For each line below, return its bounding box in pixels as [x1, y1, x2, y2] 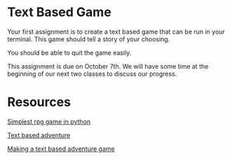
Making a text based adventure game [7, 145, 115, 153]
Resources [7, 94, 71, 110]
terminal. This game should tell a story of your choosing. [7, 34, 170, 43]
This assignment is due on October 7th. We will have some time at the [7, 62, 209, 70]
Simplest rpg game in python [7, 117, 91, 126]
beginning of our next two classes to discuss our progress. [7, 69, 177, 78]
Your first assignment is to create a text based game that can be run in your [7, 27, 226, 36]
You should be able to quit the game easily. [7, 48, 132, 57]
